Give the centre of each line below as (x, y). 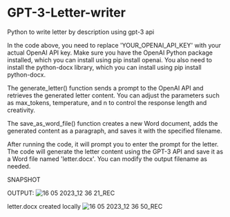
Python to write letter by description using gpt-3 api (81, 32)
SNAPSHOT (24, 179)
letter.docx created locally (44, 206)
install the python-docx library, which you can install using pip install (104, 67)
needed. (19, 166)
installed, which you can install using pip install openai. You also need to (110, 59)
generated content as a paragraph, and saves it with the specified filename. (115, 131)
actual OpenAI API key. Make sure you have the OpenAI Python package (110, 53)
